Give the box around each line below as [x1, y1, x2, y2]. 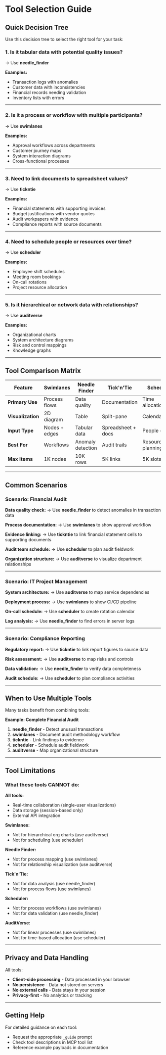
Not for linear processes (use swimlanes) [12, 929, 96, 936]
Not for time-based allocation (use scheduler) [12, 935, 106, 941]
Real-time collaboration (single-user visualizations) [12, 802, 116, 808]
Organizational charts [12, 332, 56, 337]
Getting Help [5, 1011, 45, 1020]
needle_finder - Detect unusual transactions [12, 726, 103, 732]
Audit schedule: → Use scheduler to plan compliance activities [5, 675, 135, 681]
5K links [102, 456, 121, 463]
